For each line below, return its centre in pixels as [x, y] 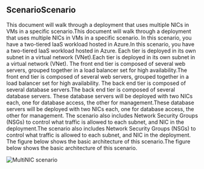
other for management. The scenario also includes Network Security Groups [102, 115]
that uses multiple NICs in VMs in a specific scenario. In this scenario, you [99, 38]
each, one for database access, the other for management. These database [100, 102]
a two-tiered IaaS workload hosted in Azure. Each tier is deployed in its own [101, 51]
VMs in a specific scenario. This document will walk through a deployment [99, 31]
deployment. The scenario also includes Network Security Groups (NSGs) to [101, 128]
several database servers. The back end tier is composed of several [91, 89]
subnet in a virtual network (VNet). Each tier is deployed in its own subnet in [101, 57]
